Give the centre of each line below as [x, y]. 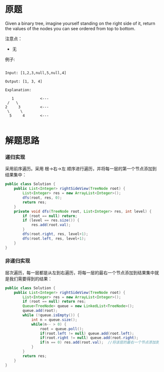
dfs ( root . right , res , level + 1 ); [56, 234]
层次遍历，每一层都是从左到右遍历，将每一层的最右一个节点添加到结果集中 [80, 272]
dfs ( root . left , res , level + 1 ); [54, 238]
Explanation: [18, 90]
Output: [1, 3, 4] [24, 81]
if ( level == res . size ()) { [51, 220]
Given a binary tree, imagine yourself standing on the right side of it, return [80, 23]
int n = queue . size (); [54, 320]
